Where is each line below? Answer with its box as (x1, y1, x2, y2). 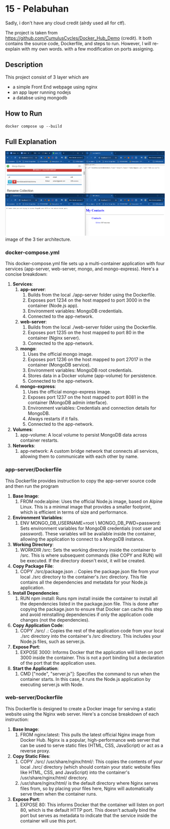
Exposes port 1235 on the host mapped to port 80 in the (27, 330, 145, 336)
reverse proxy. (20, 747, 51, 753)
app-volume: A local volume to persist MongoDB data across (20, 432, 147, 438)
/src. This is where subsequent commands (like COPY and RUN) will (20, 552, 162, 558)
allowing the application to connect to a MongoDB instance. (20, 536, 145, 542)
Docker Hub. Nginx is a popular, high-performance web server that (20, 737, 160, 743)
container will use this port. (20, 817, 77, 824)
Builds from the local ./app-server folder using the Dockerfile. (27, 292, 156, 298)
